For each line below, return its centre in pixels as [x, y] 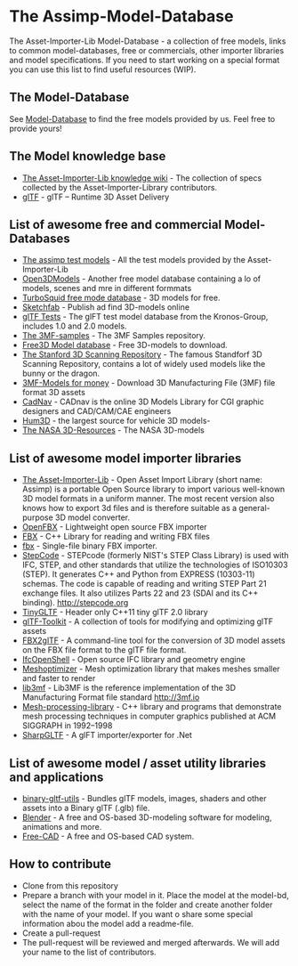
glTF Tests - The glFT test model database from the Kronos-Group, [145, 317]
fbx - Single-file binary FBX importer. [89, 546]
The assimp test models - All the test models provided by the [134, 260]
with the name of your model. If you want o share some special [137, 913]
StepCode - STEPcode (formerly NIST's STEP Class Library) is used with [155, 556]
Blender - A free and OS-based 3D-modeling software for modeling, [147, 817]
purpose [37, 517]
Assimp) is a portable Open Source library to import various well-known [153, 489]
